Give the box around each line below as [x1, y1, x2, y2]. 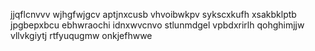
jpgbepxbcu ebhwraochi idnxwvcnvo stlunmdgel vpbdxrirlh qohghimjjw [10, 19, 305, 31]
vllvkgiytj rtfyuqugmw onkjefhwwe [10, 30, 153, 41]
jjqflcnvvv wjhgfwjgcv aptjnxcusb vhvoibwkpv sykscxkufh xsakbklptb [10, 9, 297, 20]
